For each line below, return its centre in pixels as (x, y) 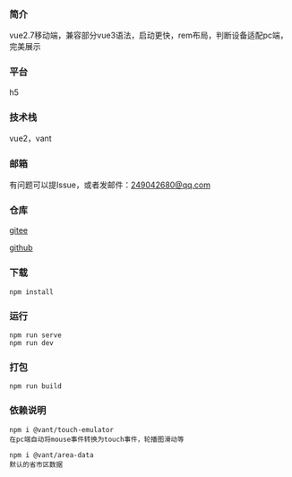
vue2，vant (30, 138)
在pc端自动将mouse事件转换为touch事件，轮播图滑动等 (97, 439)
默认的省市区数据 (36, 464)
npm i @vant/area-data (52, 455)
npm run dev (31, 343)
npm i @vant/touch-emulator (62, 429)
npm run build (36, 386)
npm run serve (36, 335)
